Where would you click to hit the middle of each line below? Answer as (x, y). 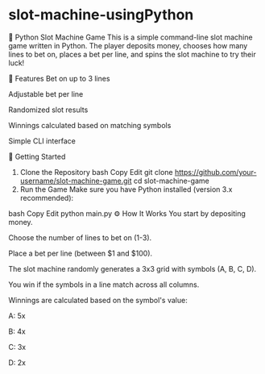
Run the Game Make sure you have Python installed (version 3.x (126, 189)
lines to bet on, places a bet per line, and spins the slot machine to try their (132, 54)
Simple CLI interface (42, 141)
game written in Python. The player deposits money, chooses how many (128, 45)
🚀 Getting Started (37, 156)
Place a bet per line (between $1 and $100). (81, 253)
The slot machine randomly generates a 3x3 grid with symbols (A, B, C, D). (132, 268)
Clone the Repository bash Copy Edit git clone (96, 172)
